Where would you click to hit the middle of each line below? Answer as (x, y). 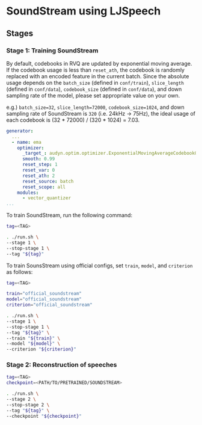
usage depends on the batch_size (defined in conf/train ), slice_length (95, 82)
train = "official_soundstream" (44, 294)
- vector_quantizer (46, 198)
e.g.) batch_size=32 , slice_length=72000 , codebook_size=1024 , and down (95, 107)
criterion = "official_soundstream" (50, 305)
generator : (20, 131)
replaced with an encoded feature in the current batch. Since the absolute (98, 76)
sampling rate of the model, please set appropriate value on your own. (93, 95)
